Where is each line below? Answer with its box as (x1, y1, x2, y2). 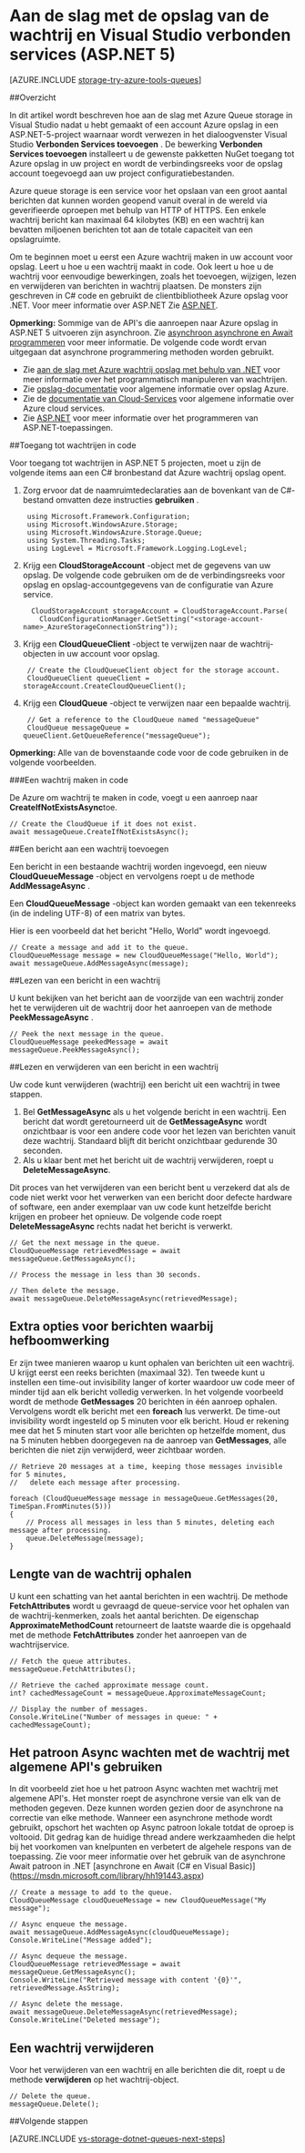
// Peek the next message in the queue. (9, 1029, 166, 1038)
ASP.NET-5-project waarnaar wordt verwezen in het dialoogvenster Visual (9, 128, 288, 139)
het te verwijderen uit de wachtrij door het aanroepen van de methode (9, 1002, 273, 1013)
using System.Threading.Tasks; (26, 536, 146, 545)
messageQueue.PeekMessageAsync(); (9, 1045, 141, 1055)
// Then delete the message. (9, 1286, 120, 1295)
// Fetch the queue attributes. (9, 1657, 132, 1666)
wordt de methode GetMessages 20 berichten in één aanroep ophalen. (9, 1395, 278, 1407)
